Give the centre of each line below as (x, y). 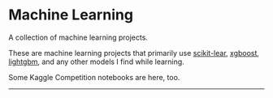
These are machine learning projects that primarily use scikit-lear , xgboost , (134, 53)
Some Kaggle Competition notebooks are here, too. (94, 77)
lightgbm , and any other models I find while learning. (96, 62)
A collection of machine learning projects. (78, 37)
